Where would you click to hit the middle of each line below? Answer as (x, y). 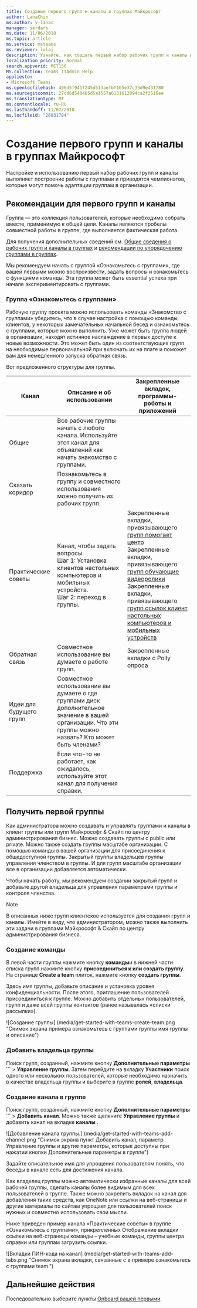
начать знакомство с (87, 457)
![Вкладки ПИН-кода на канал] (45, 1253)
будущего (23, 712)
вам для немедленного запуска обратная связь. (67, 356)
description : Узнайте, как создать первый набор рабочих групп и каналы (97, 55)
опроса (137, 665)
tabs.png (17, 1260)
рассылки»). (22, 1011)
